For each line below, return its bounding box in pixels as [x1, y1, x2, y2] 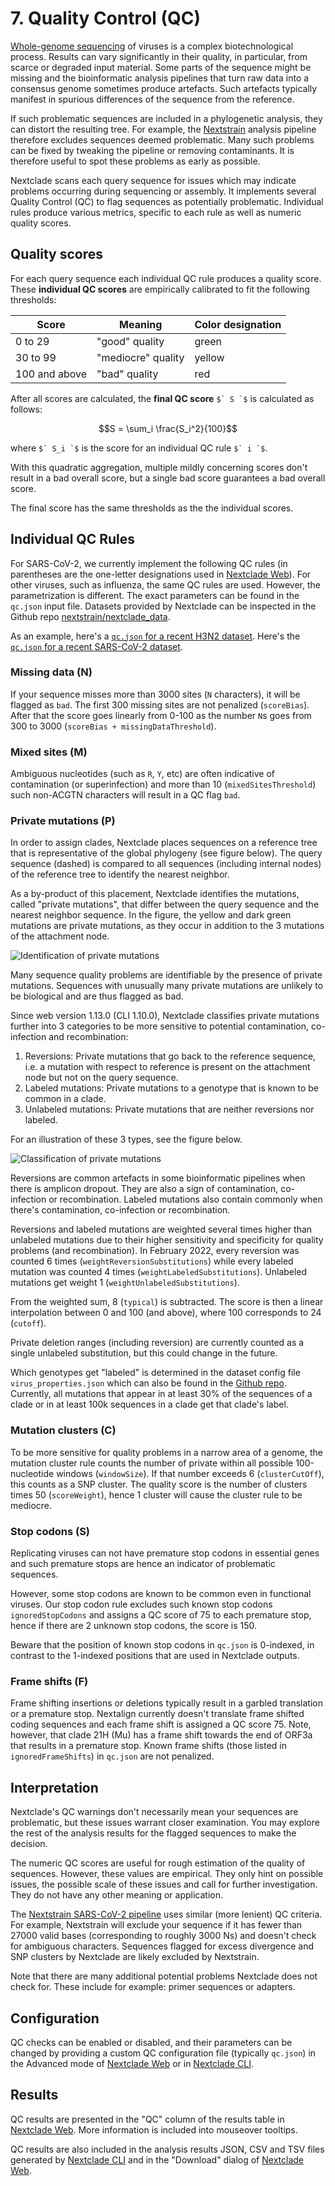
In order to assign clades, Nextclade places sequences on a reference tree [10, 837, 318, 849]
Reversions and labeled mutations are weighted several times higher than [10, 1223, 313, 1236]
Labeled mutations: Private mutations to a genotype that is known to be [24, 1082, 319, 1094]
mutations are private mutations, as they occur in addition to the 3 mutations [10, 920, 325, 932]
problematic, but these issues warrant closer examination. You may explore [10, 1817, 320, 1829]
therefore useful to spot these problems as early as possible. [10, 155, 261, 167]
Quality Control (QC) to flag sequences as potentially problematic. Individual [10, 195, 324, 207]
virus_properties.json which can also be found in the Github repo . [10, 1377, 287, 1389]
